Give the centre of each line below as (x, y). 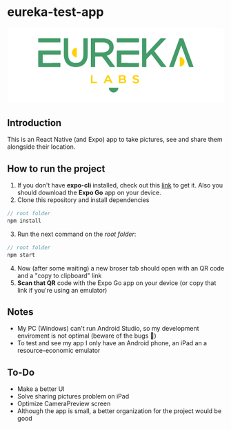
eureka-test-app (56, 12)
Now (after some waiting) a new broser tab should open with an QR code (121, 268)
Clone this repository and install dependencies (83, 200)
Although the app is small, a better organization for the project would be (119, 411)
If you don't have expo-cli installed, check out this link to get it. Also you (120, 185)
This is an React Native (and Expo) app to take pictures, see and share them (115, 140)
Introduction (34, 123)
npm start (21, 255)
